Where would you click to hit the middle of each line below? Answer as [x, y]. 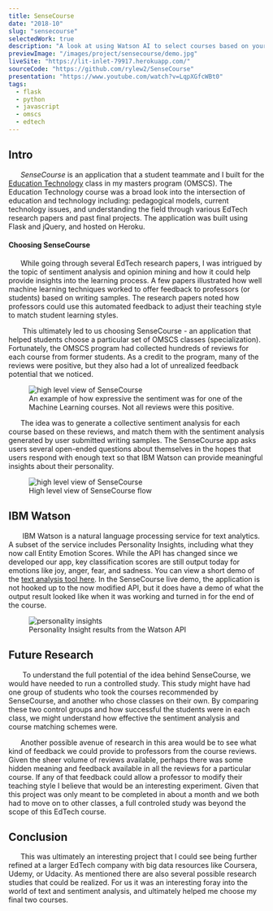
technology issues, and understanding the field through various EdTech [128, 209]
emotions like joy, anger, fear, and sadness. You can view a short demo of [132, 570]
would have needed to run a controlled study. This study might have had [129, 683]
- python [30, 99]
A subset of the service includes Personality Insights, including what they [131, 544]
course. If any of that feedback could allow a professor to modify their [126, 777]
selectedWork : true [41, 39]
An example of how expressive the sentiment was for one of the [136, 398]
